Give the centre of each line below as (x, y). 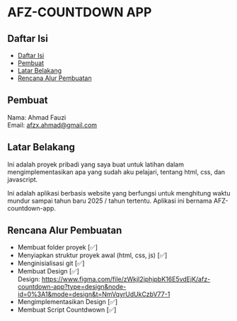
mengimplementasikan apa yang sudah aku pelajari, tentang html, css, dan (116, 171)
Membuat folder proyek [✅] (57, 247)
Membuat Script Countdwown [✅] (67, 310)
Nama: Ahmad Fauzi (37, 117)
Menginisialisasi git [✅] (51, 264)
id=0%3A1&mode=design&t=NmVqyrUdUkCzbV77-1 (94, 294)
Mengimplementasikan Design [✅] (68, 302)
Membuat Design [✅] (48, 271)
